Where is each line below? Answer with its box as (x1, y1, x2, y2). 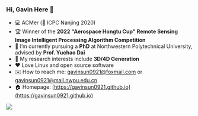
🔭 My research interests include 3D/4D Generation (14, 56, 139, 63)
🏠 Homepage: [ (14, 83, 55, 91)
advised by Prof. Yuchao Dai (14, 49, 85, 56)
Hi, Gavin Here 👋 (6, 5, 54, 14)
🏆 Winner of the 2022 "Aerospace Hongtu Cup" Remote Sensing (14, 28, 178, 35)
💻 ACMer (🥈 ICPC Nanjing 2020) (14, 19, 96, 26)
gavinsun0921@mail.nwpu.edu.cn (14, 77, 98, 84)
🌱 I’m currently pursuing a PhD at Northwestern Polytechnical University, (14, 43, 193, 50)
